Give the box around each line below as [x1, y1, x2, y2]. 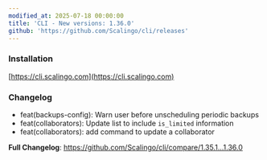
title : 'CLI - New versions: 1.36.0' [8, 19, 135, 27]
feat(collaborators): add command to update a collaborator [19, 126, 216, 137]
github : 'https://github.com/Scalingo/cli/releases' [8, 27, 189, 35]
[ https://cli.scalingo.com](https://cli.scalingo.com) [8, 72, 175, 81]
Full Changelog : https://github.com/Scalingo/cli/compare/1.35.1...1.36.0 [8, 142, 244, 152]
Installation [8, 53, 54, 64]
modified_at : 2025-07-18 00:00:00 [8, 11, 125, 20]
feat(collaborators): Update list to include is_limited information [19, 118, 235, 128]
